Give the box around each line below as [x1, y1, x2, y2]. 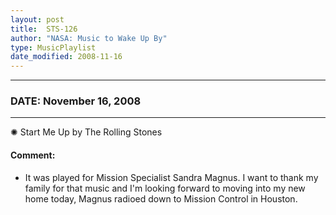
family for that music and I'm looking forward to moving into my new [24, 182, 306, 194]
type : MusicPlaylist [10, 42, 97, 53]
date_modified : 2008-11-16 [10, 52, 123, 62]
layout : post [10, 14, 65, 25]
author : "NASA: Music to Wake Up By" [10, 33, 168, 43]
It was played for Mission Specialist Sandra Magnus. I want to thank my [24, 171, 319, 183]
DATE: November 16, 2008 [10, 94, 142, 108]
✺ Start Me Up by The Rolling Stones [10, 126, 163, 138]
